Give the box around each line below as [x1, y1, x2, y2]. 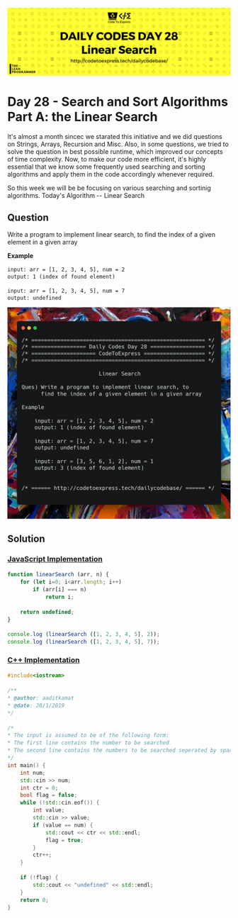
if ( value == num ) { [33, 822, 93, 829]
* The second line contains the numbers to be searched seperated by [7, 747, 217, 754]
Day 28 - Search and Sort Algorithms [7, 94, 229, 110]
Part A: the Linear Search [7, 108, 158, 125]
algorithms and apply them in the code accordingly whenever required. [7, 169, 215, 178]
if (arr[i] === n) [33, 586, 87, 593]
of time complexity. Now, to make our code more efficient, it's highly [7, 155, 207, 163]
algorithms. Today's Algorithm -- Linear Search [7, 191, 145, 199]
